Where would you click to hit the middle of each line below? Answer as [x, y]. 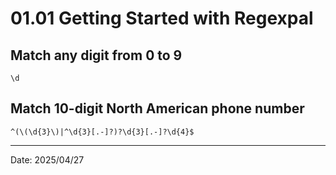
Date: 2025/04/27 [47, 159]
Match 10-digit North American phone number [157, 108]
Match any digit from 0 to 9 [96, 55]
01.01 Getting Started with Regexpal [162, 18]
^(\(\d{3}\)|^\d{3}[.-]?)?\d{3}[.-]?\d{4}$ [102, 132]
